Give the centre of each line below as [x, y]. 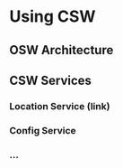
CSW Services [51, 80]
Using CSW [53, 17]
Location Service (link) [60, 106]
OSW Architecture [61, 50]
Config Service [43, 130]
